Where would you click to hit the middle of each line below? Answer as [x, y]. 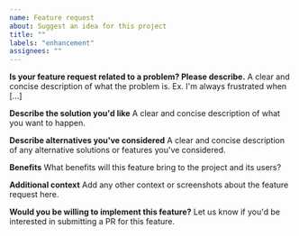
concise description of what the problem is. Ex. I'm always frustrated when [148, 86]
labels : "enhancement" [52, 43]
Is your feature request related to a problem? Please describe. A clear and [149, 77]
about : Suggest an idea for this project [88, 26]
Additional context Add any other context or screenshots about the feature [149, 185]
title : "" [28, 34]
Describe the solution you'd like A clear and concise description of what [145, 113]
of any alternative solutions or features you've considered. [118, 150]
